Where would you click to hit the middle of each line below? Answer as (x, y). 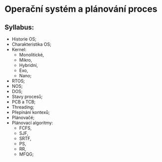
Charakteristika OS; (32, 44)
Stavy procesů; (27, 97)
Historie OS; (24, 39)
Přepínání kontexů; (31, 112)
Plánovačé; (23, 117)
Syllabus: (19, 27)
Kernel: (19, 49)
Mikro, (26, 60)
